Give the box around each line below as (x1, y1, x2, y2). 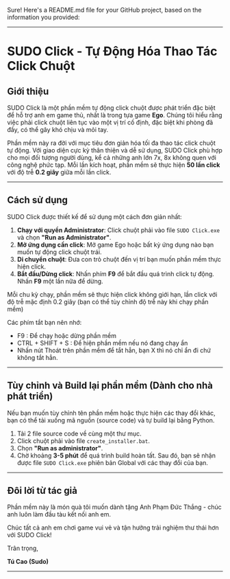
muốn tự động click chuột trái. (16, 247, 102, 256)
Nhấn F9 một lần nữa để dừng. (16, 277, 104, 285)
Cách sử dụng (7, 194, 68, 206)
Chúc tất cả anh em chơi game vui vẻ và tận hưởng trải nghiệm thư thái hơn (7, 523, 219, 532)
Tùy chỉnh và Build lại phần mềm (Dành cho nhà (7, 380, 214, 391)
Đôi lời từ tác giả (7, 485, 77, 497)
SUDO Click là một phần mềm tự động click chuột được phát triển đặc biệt (7, 104, 216, 112)
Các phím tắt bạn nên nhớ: (7, 318, 82, 326)
